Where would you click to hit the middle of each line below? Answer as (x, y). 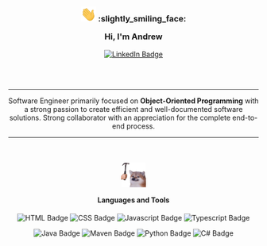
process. (140, 126)
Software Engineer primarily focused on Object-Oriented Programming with (133, 101)
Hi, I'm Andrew (133, 37)
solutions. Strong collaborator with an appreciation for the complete (120, 117)
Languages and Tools (133, 200)
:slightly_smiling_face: (142, 18)
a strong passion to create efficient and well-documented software (133, 109)
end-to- (245, 117)
